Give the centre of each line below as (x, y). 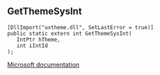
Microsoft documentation (43, 65)
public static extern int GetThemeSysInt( (70, 33)
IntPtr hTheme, (38, 40)
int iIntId (32, 45)
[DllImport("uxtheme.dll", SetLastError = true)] (81, 27)
